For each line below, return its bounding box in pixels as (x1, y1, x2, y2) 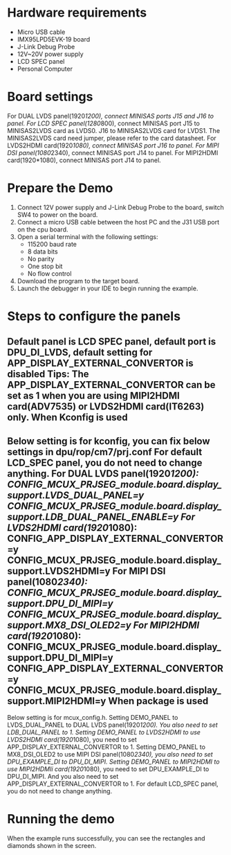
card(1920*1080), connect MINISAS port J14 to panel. (7, 156, 161, 164)
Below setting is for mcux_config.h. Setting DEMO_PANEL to (7, 714, 178, 722)
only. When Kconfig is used (7, 412, 128, 423)
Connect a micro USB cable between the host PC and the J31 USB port (17, 218, 220, 226)
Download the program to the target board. (17, 276, 140, 285)
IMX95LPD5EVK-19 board (17, 35, 91, 43)
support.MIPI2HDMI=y (7, 695, 107, 707)
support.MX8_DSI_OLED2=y (7, 619, 131, 631)
